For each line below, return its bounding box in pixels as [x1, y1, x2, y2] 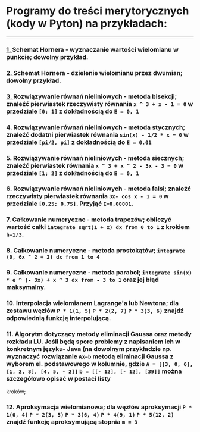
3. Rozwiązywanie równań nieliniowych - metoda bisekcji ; [6, 92, 177, 101]
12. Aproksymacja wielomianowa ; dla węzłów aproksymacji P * [6, 403, 192, 411]
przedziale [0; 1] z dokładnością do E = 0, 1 [6, 107, 139, 115]
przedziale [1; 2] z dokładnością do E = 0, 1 [6, 168, 139, 177]
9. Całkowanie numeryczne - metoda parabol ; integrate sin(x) [6, 268, 192, 277]
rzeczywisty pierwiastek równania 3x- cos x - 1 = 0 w [6, 192, 169, 201]
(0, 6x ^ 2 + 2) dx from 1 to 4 [6, 254, 100, 261]
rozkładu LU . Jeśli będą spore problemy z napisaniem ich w [6, 337, 180, 346]
